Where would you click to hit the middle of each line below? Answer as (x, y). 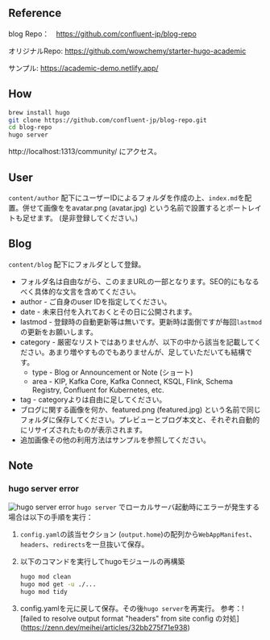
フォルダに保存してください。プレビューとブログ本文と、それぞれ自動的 (140, 420)
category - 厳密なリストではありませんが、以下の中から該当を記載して (137, 341)
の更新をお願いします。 (59, 332)
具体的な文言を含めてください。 (87, 291)
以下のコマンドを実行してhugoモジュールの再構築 (102, 562)
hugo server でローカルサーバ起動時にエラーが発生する (168, 507)
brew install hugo (39, 112)
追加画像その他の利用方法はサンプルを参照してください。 (115, 440)
